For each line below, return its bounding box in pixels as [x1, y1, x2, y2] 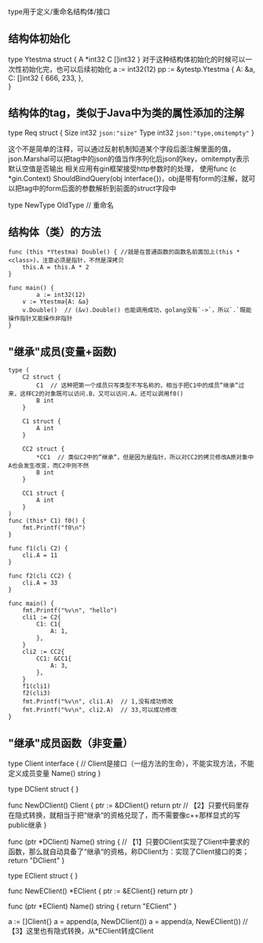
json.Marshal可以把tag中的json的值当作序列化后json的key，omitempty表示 [8, 154, 250, 163]
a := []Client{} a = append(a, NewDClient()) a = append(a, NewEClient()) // [8, 917, 249, 926]
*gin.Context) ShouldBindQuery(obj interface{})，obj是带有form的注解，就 [8, 173, 249, 183]
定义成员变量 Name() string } [8, 769, 101, 778]
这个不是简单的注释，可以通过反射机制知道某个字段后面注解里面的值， [8, 144, 236, 154]
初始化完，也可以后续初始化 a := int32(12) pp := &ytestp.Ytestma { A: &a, [21, 64, 256, 73]
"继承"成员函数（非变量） [8, 736, 133, 750]
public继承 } [8, 820, 47, 830]
